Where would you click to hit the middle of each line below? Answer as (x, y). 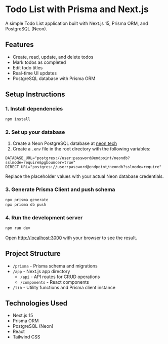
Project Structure (33, 254)
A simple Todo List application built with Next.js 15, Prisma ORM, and (77, 23)
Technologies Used (36, 303)
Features (19, 45)
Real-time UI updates (35, 73)
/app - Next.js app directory (41, 271)
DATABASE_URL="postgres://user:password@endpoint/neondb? (68, 158)
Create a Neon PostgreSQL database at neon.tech (65, 143)
